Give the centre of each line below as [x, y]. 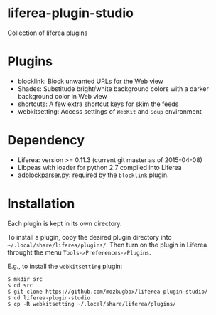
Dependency [46, 140]
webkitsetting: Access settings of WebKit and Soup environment [110, 111]
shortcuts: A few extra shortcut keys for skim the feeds [98, 104]
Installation [41, 203]
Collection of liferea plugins [48, 33]
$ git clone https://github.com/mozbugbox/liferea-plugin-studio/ [108, 292]
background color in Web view [63, 96]
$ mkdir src [25, 279]
